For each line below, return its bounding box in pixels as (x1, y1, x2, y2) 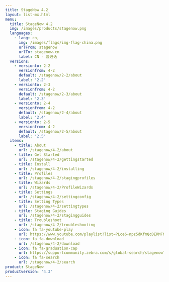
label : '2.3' (18, 96, 46, 101)
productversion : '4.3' (5, 269, 53, 274)
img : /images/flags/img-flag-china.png (18, 40, 102, 45)
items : (10, 138, 24, 143)
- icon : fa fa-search (14, 255, 59, 260)
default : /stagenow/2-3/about (18, 91, 82, 97)
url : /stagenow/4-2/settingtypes (18, 204, 89, 209)
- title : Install (14, 161, 51, 166)
